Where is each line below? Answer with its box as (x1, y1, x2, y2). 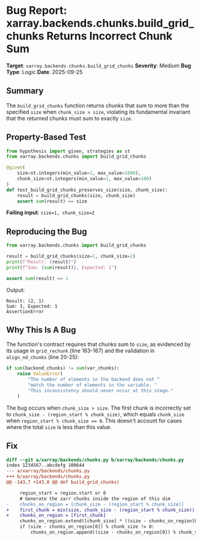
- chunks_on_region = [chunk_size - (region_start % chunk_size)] (6, 501, 185, 507)
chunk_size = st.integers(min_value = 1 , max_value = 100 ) (17, 176, 152, 182)
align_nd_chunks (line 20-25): (6, 354, 79, 361)
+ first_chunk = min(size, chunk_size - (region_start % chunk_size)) (6, 507, 195, 513)
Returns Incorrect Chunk (46, 30, 173, 43)
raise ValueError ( (17, 371, 63, 377)
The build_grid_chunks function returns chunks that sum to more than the (6, 102, 189, 109)
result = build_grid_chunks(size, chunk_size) (17, 192, 136, 199)
